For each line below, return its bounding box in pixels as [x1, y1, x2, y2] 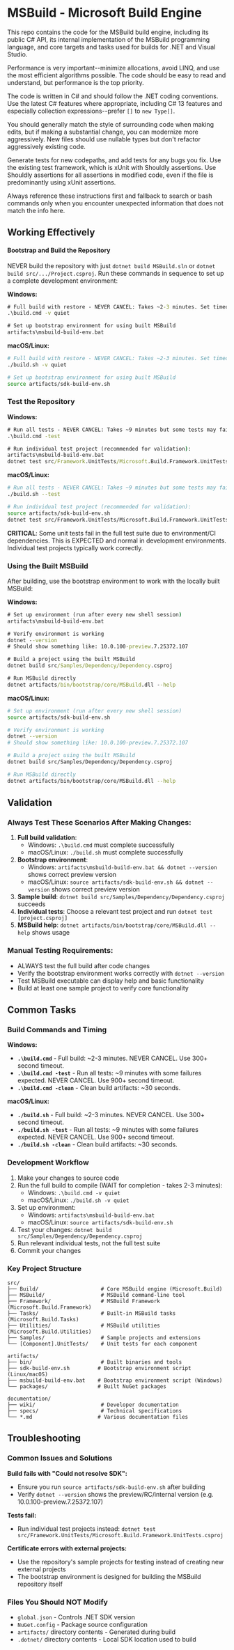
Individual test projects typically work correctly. [7, 543, 143, 552]
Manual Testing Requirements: [7, 946, 114, 956]
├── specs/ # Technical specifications [7, 1407, 182, 1415]
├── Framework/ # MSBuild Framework [7, 1298, 160, 1305]
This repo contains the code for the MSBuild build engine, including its [7, 28, 209, 36]
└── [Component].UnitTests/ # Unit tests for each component [7, 1340, 198, 1347]
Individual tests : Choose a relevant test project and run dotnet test [17, 908, 213, 916]
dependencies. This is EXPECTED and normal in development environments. [7, 536, 226, 545]
